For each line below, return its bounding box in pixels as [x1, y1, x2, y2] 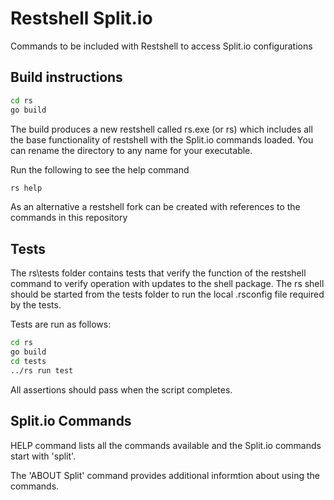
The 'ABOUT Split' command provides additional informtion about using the [10, 469, 320, 481]
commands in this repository [10, 212, 128, 224]
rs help [10, 183, 43, 193]
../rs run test [10, 365, 74, 376]
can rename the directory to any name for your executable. [10, 144, 253, 156]
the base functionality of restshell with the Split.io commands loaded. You [10, 133, 314, 146]
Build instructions [10, 69, 123, 86]
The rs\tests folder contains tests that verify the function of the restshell [10, 267, 307, 279]
